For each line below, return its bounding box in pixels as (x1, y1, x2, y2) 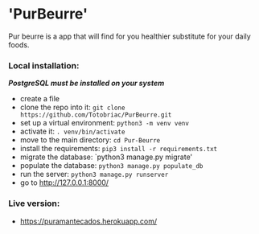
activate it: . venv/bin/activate (19, 126, 125, 137)
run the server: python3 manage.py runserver (19, 170, 169, 179)
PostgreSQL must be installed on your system (8, 78, 165, 88)
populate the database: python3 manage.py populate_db (19, 161, 203, 170)
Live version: (8, 198, 60, 209)
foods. (8, 39, 30, 49)
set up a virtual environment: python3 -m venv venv (19, 118, 189, 128)
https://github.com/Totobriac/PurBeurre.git (19, 111, 172, 119)
